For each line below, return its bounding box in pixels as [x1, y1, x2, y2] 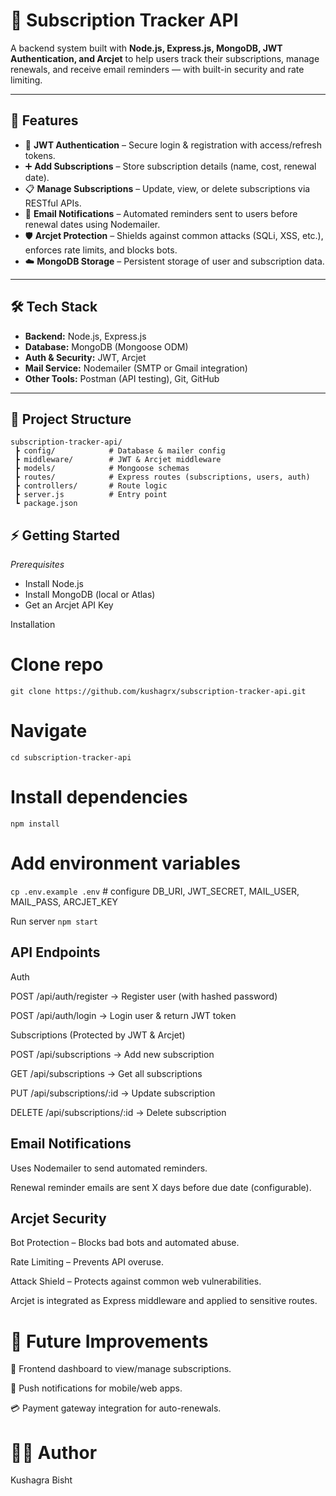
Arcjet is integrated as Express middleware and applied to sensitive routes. [10, 1295, 318, 1307]
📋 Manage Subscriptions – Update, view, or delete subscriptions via [24, 182, 311, 194]
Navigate [10, 720, 88, 743]
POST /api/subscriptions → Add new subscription [10, 1048, 215, 1060]
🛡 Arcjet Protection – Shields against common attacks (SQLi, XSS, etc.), [24, 229, 324, 241]
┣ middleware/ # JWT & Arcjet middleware [14, 455, 222, 465]
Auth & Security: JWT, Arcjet [24, 351, 147, 363]
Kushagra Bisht [10, 1474, 73, 1486]
